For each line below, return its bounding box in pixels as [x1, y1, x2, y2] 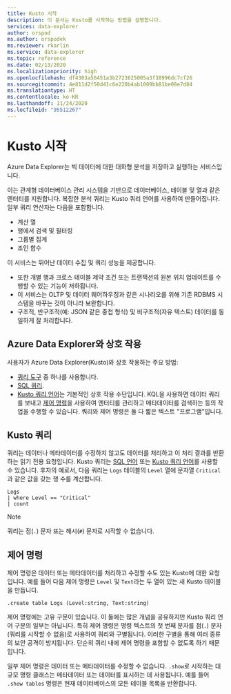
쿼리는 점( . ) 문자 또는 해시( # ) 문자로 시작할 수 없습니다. [7, 527, 154, 535]
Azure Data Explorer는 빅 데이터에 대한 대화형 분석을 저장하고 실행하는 [7, 162, 199, 171]
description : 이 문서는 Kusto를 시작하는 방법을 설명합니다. [7, 17, 162, 23]
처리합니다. [43, 316, 73, 325]
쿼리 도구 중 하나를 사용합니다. [17, 372, 99, 380]
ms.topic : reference [7, 55, 67, 62]
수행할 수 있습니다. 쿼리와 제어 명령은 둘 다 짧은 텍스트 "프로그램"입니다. [30, 407, 223, 415]
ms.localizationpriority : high [7, 68, 97, 75]
